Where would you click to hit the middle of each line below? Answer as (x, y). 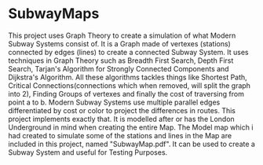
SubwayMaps (54, 14)
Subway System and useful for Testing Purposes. (88, 152)
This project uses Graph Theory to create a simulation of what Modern (122, 35)
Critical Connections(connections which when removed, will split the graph (130, 85)
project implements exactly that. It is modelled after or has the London (122, 119)
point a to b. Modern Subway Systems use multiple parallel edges (114, 102)
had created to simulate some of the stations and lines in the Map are (120, 135)
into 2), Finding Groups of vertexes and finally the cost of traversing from (126, 93)
